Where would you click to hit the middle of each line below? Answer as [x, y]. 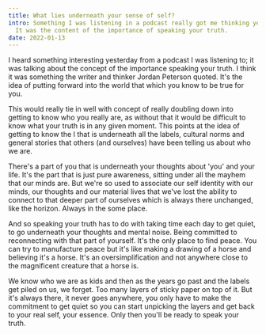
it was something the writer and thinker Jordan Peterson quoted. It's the [125, 77]
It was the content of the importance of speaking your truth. [122, 30]
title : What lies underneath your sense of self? [92, 15]
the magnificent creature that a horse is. [74, 266]
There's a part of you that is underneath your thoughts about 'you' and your [132, 166]
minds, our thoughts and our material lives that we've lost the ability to [123, 192]
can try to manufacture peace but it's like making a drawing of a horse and [130, 249]
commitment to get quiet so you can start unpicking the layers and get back [132, 306]
